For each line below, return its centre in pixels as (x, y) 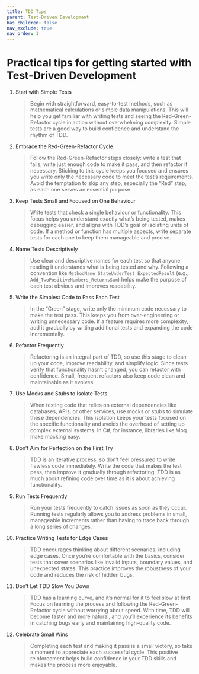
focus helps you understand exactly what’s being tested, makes (107, 219)
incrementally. (47, 334)
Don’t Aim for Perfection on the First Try (64, 448)
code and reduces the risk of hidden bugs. (82, 575)
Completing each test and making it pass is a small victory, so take (111, 646)
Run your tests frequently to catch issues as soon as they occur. (108, 508)
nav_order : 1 (23, 34)
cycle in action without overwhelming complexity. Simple (122, 123)
